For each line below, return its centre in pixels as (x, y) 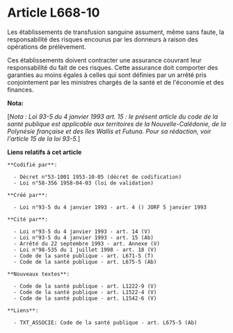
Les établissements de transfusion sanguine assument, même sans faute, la (116, 32)
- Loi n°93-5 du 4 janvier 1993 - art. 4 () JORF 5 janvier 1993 (110, 207)
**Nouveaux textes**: (39, 274)
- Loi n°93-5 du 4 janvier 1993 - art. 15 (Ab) (84, 237)
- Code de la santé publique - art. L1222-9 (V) (85, 286)
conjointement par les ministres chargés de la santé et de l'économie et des (116, 82)
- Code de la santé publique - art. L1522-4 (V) (85, 292)
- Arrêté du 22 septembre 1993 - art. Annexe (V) (87, 244)
